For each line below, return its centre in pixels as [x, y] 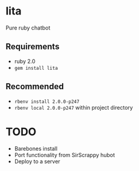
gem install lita [36, 68]
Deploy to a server [37, 161]
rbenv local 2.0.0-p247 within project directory [73, 107]
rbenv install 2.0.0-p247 [47, 101]
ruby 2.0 [25, 61]
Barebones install [36, 148]
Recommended [35, 86]
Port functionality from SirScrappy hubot [65, 155]
